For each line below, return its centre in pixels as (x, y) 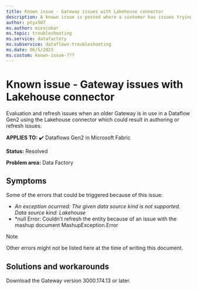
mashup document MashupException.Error (66, 225)
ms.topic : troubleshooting (39, 34)
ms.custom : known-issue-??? (40, 55)
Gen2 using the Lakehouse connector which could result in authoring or (93, 119)
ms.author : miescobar (33, 28)
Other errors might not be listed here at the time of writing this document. (95, 248)
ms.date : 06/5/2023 (30, 50)
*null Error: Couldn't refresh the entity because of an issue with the (96, 219)
